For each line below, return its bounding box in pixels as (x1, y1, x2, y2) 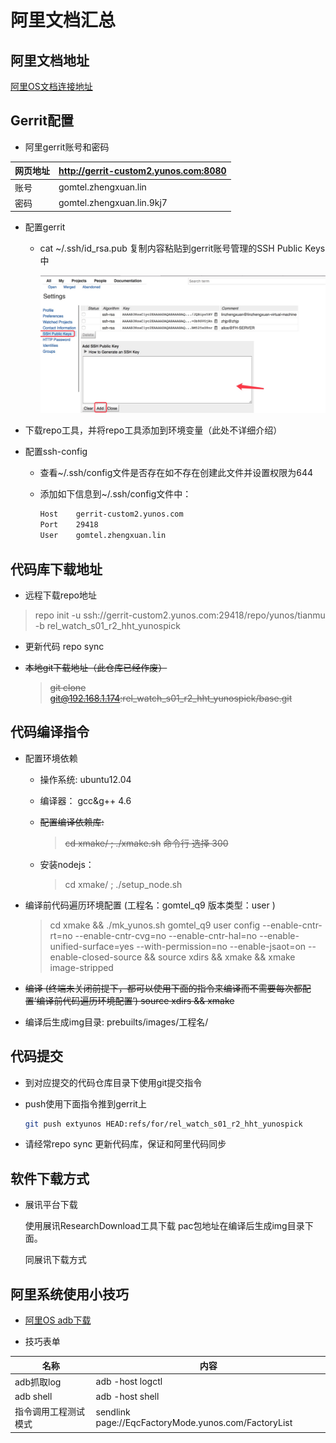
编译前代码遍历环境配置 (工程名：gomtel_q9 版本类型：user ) (24, 899, 276, 911)
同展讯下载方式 (24, 1254, 87, 1266)
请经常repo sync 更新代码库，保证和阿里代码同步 (24, 1138, 227, 1150)
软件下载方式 (10, 1170, 90, 1187)
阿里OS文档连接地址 (10, 81, 93, 92)
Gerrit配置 (10, 112, 75, 130)
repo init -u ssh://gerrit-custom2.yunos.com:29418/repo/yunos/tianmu (34, 609, 326, 621)
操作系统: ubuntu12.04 (39, 773, 132, 785)
